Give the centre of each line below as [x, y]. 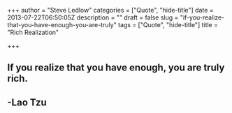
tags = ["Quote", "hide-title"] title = [168, 25]
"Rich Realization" [33, 32]
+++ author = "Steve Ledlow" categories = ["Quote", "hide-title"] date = [111, 10]
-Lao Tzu [27, 102]
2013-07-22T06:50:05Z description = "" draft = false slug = [93, 17]
